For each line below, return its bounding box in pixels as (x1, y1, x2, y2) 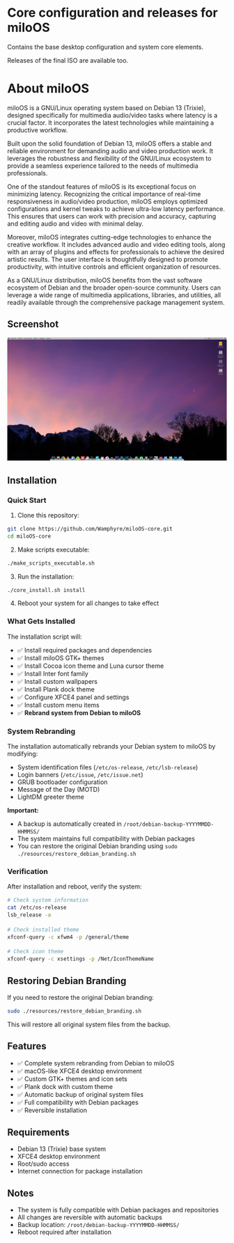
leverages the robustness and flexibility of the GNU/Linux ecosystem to (7, 154, 212, 162)
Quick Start (7, 495, 47, 505)
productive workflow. (7, 125, 68, 134)
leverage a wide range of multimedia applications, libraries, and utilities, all (7, 290, 221, 299)
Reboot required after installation (17, 1228, 112, 1237)
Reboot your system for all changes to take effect (17, 599, 159, 607)
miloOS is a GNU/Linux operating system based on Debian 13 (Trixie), (7, 103, 206, 112)
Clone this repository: (17, 510, 79, 519)
